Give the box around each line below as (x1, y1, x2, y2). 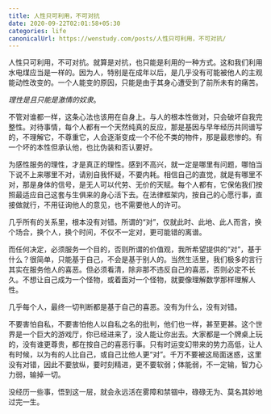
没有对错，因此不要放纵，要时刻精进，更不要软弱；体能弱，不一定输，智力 (8, 360, 256, 370)
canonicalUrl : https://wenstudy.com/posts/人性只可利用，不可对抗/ (8, 34, 227, 43)
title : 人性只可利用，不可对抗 (8, 11, 100, 20)
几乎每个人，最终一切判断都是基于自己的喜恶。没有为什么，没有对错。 (8, 302, 242, 312)
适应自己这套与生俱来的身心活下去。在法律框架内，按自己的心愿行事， (22, 190, 256, 200)
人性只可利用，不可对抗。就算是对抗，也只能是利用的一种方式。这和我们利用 (8, 57, 263, 67)
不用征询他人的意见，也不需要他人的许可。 (43, 200, 186, 210)
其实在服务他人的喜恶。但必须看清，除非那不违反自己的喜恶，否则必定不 (8, 264, 248, 275)
